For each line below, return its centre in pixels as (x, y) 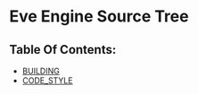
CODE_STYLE (47, 81)
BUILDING (41, 71)
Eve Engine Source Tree (99, 17)
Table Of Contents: (63, 50)
